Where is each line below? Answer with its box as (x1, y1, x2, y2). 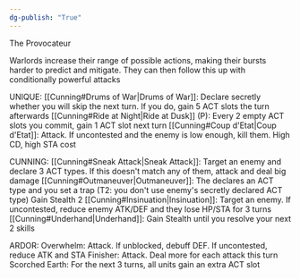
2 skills (9, 223, 36, 233)
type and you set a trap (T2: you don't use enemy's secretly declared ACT (9, 184, 283, 195)
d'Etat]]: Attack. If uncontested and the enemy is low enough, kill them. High (9, 129, 291, 139)
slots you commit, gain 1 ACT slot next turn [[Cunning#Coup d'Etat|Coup (9, 120, 278, 131)
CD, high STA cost (9, 139, 76, 149)
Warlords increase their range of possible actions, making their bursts (9, 55, 267, 65)
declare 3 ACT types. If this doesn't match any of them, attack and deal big (9, 165, 287, 176)
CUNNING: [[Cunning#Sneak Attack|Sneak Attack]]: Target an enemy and (9, 156, 282, 166)
